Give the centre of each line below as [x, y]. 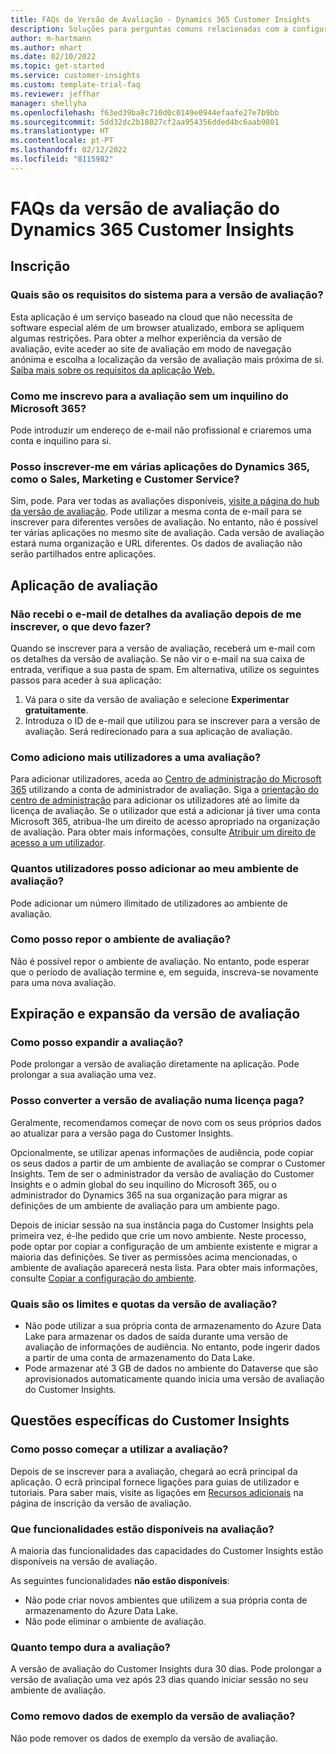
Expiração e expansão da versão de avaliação [155, 1014]
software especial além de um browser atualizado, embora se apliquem [157, 327]
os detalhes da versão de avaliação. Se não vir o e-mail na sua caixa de [157, 658]
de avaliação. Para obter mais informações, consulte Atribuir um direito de [163, 832]
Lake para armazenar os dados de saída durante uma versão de [156, 1337]
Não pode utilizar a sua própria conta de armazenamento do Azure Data [173, 1326]
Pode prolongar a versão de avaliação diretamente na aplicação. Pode [155, 1064]
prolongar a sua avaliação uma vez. [83, 1075]
